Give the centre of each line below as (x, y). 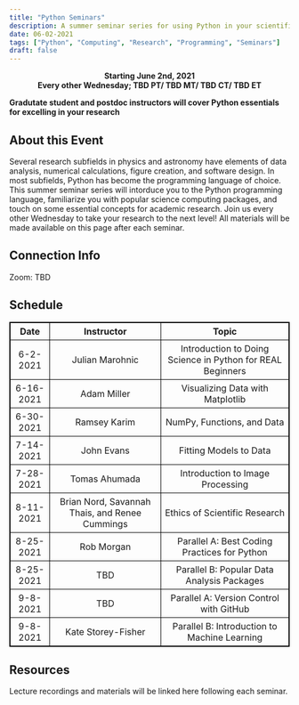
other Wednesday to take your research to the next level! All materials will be (149, 218)
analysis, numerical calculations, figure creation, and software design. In (142, 171)
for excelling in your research (65, 112)
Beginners (225, 370)
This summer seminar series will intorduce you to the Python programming (146, 190)
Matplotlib (225, 399)
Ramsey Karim (105, 422)
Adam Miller (105, 393)
